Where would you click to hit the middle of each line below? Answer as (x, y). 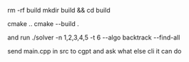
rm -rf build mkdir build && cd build (59, 10)
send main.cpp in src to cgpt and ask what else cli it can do (94, 51)
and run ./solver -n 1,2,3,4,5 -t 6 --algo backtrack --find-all (94, 37)
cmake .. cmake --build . (44, 24)
